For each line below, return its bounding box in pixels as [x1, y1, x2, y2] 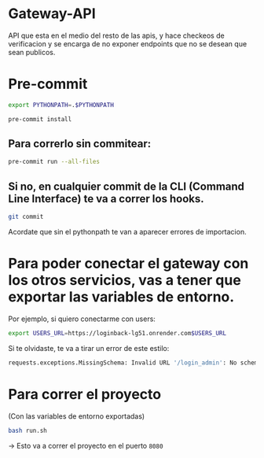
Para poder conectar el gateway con [8, 255, 249, 272]
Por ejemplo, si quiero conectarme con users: [8, 314, 156, 323]
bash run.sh [8, 427, 47, 434]
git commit [8, 213, 44, 221]
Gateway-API [8, 5, 96, 23]
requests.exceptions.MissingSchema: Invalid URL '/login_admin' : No [8, 359, 237, 367]
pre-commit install [8, 115, 72, 123]
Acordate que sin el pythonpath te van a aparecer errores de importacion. [8, 227, 247, 236]
